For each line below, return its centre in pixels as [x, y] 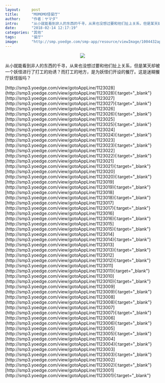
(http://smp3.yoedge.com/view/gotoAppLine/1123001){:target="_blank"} [78, 375]
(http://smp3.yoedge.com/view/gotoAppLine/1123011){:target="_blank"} [78, 271]
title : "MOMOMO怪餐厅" [33, 14]
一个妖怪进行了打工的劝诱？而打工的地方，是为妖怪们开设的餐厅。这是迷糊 [80, 71]
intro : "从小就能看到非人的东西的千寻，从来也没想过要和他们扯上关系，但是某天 [82, 23]
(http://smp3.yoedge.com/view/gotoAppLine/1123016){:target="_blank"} [78, 218]
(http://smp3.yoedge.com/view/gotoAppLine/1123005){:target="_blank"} [79, 333]
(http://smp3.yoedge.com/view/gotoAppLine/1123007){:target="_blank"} [78, 313]
